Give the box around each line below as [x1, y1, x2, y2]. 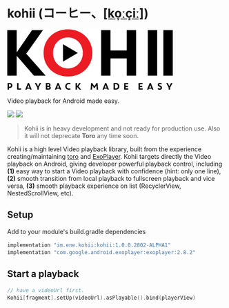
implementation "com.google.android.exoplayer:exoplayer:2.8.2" [7, 249, 196, 256]
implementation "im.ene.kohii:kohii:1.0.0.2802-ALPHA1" [7, 242, 171, 249]
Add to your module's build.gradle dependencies [7, 227, 146, 235]
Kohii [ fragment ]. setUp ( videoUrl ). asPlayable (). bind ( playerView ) [7, 294, 196, 302]
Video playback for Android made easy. [7, 97, 119, 105]
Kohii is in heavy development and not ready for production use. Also [23, 124, 221, 133]
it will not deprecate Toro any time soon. [23, 131, 139, 139]
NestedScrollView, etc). [7, 189, 74, 197]
